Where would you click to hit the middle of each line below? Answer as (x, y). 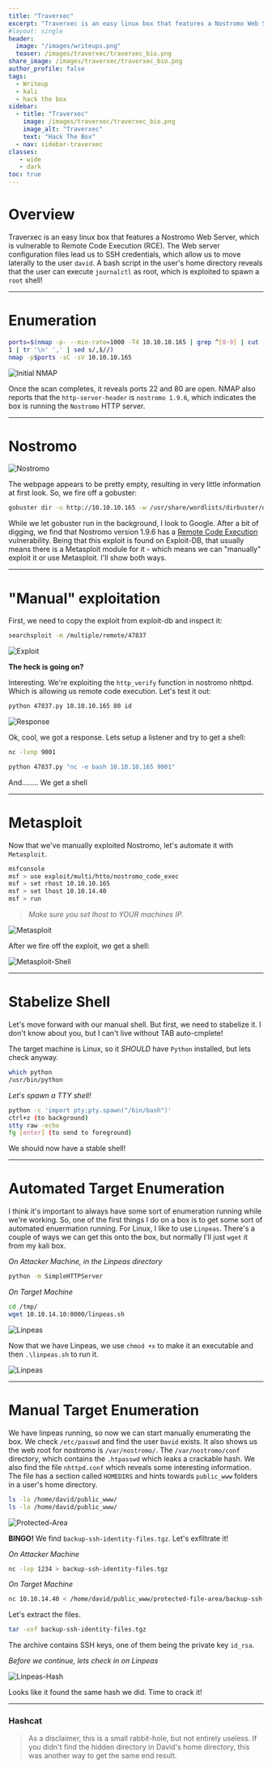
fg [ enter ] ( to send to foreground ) (70, 1133)
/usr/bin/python (36, 1080)
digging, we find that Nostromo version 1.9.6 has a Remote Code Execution (133, 532)
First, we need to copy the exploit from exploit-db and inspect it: (115, 621)
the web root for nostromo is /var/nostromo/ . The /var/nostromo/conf (124, 1450)
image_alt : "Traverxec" (63, 129)
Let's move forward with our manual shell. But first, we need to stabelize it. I (135, 1024)
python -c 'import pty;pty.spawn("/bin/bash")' (90, 1110)
